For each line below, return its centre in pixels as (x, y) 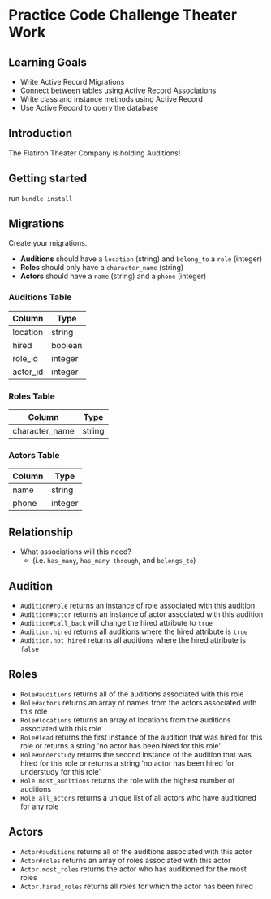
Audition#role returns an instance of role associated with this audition (138, 605)
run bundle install (41, 198)
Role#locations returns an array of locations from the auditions (125, 720)
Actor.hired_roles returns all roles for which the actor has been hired (137, 886)
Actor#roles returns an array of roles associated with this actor (125, 860)
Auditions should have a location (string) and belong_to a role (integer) (141, 259)
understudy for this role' (60, 771)
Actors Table (34, 455)
